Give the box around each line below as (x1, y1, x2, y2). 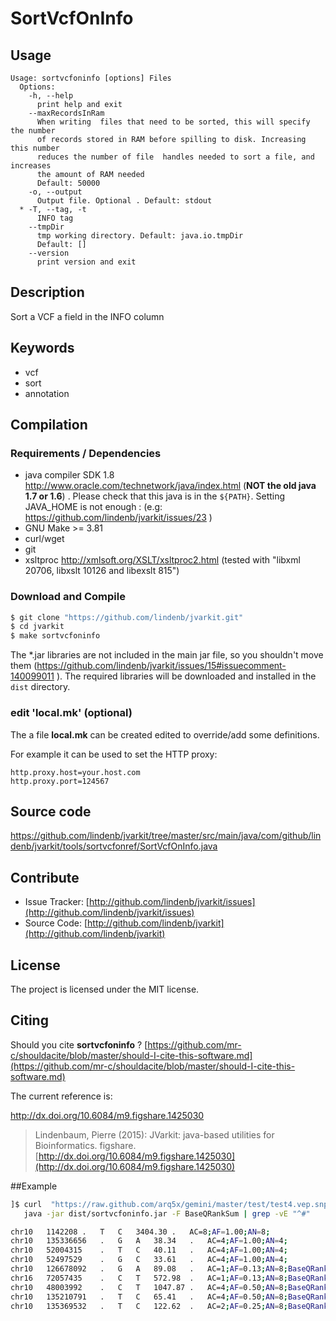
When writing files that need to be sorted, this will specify (36, 117, 311, 127)
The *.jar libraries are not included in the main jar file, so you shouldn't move (10, 649, 324, 661)
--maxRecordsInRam (28, 108, 105, 118)
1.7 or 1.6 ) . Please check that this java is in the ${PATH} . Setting (24, 490, 286, 502)
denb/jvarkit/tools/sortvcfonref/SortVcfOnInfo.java (10, 840, 218, 852)
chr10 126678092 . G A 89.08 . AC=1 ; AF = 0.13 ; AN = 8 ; (10, 1264, 288, 1274)
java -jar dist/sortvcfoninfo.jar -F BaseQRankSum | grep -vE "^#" (23, 1208, 311, 1219)
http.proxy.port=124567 (10, 776, 110, 786)
